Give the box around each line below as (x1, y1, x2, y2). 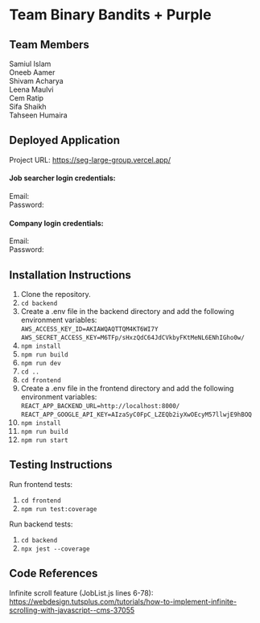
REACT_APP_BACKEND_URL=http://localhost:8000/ (20, 402, 180, 411)
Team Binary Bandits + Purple (9, 6, 212, 24)
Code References (9, 567, 98, 580)
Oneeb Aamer (9, 68, 56, 77)
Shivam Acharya (9, 76, 64, 85)
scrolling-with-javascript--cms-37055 (9, 605, 135, 615)
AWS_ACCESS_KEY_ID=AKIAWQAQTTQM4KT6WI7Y (20, 325, 159, 333)
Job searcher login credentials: (9, 173, 116, 183)
